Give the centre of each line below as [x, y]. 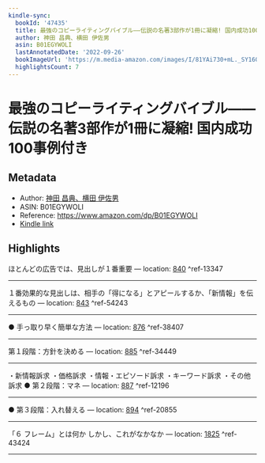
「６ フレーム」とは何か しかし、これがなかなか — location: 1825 [114, 434]
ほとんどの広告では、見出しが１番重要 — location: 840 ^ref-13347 [116, 268]
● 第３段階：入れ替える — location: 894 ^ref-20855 [93, 409]
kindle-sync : [30, 15]
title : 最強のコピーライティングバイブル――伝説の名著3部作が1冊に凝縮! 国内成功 [132, 30]
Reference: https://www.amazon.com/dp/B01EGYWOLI [109, 215]
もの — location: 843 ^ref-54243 [75, 302]
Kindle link [36, 223]
